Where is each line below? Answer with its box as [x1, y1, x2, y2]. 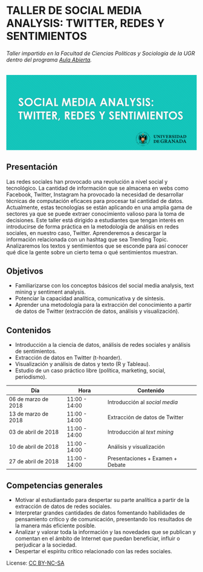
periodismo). [14, 373, 47, 381]
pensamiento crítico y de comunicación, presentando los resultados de [14, 516, 192, 523]
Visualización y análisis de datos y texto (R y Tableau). [14, 361, 150, 368]
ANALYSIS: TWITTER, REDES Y [6, 16, 165, 30]
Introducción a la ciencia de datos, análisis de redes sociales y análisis [14, 341, 191, 349]
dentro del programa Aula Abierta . [6, 56, 92, 63]
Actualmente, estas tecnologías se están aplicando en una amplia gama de [6, 204, 193, 211]
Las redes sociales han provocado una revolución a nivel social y [6, 178, 168, 185]
